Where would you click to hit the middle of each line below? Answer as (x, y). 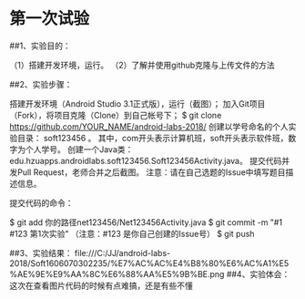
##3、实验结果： (41, 253)
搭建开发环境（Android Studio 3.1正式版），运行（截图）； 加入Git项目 (137, 103)
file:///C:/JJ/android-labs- (122, 253)
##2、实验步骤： (41, 84)
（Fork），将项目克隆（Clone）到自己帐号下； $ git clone (116, 115)
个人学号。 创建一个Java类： (79, 149)
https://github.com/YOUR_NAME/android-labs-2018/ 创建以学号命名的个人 (149, 126)
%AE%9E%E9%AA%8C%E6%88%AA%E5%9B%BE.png (117, 273)
